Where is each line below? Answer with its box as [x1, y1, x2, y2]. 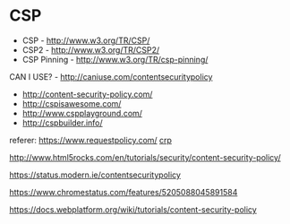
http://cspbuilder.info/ [21, 117, 103, 128]
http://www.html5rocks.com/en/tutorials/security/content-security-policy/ [9, 151, 281, 162]
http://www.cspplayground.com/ [21, 108, 143, 118]
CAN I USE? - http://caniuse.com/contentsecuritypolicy [9, 71, 213, 82]
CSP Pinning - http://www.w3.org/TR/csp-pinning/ [21, 54, 209, 65]
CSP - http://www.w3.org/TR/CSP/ [21, 35, 150, 46]
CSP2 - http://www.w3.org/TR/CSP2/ [21, 44, 160, 55]
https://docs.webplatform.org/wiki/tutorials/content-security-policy [9, 203, 257, 215]
